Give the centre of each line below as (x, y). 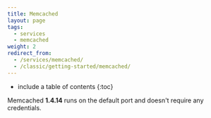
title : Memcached (33, 14)
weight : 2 (22, 47)
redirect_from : (30, 54)
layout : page (26, 20)
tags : (15, 27)
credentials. (24, 107)
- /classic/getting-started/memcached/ (72, 66)
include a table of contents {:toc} (65, 86)
